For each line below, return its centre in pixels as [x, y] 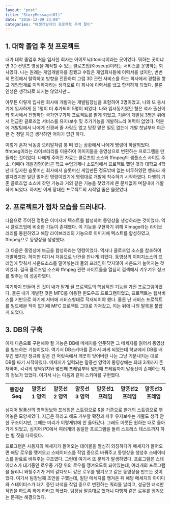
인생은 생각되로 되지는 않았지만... [38, 91]
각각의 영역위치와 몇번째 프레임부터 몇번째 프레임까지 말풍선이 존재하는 [90, 368]
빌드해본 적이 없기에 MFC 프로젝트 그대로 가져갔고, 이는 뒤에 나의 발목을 [82, 306]
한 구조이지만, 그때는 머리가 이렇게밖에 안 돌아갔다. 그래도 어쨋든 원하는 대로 [81, 422]
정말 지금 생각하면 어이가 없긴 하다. [51, 134]
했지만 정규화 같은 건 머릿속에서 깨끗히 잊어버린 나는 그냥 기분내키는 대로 [87, 356]
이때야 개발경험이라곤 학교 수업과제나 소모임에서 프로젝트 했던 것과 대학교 [85, 164]
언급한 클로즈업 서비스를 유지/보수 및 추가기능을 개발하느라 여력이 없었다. [83, 121]
